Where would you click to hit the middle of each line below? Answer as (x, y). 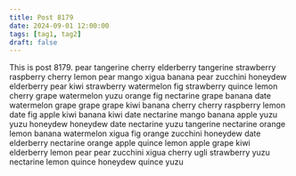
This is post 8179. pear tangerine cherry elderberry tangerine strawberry (143, 68)
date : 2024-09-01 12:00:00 (59, 26)
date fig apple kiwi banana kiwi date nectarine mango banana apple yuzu (144, 115)
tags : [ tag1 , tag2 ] (45, 34)
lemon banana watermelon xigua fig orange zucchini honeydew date (135, 133)
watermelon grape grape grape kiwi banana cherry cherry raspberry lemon (148, 105)
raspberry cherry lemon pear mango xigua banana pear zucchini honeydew (148, 77)
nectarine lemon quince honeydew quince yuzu (97, 162)
